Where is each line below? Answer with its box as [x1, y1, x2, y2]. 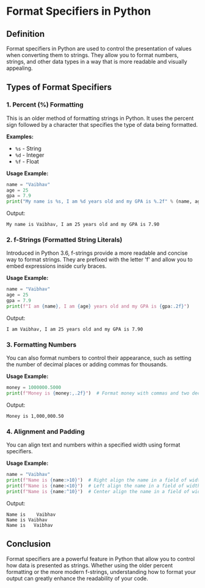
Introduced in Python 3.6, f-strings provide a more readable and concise [6, 249, 188, 257]
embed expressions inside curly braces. [6, 262, 107, 270]
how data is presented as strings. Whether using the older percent [6, 562, 173, 569]
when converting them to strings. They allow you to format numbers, [6, 51, 179, 59]
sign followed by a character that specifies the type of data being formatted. [6, 121, 198, 128]
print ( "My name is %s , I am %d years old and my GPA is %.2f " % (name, [6, 198, 192, 205]
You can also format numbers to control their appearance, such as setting [6, 354, 192, 362]
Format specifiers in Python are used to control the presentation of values [6, 45, 192, 52]
